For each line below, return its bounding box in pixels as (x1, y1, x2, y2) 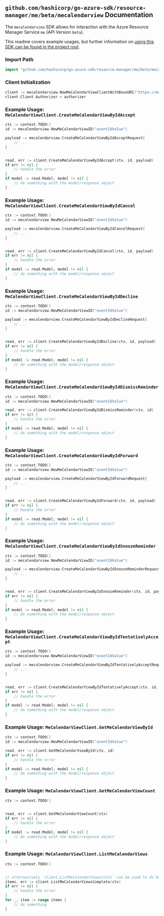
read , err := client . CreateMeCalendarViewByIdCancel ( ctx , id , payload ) (5, 248, 154, 254)
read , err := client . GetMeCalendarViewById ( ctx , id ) (5, 748, 115, 753)
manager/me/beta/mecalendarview (5, 12, 104, 19)
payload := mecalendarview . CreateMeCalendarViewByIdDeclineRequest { (5, 317, 147, 322)
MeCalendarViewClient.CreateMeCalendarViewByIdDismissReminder (5, 384, 159, 390)
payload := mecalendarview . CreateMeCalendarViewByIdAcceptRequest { (5, 135, 145, 141)
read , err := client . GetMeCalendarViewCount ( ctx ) (5, 811, 108, 816)
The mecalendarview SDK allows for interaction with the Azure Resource (5, 24, 149, 29)
